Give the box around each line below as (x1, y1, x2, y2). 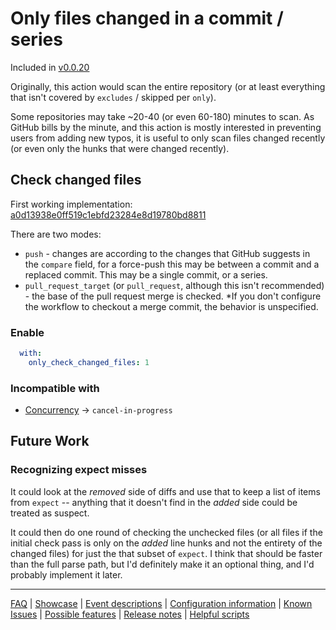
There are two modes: (10, 228, 102, 240)
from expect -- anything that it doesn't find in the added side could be (10, 496, 298, 508)
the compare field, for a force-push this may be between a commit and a (24, 258, 320, 270)
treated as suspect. (10, 507, 90, 519)
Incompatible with (10, 381, 100, 395)
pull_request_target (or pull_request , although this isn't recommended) (24, 279, 325, 291)
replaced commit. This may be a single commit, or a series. (24, 268, 268, 281)
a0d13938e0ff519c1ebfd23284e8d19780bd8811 (10, 208, 207, 221)
